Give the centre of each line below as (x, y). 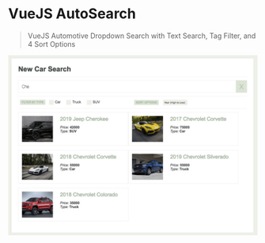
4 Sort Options (51, 44)
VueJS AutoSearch (72, 14)
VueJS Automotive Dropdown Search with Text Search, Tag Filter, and (142, 36)
